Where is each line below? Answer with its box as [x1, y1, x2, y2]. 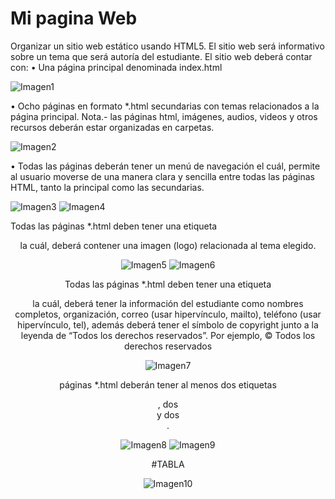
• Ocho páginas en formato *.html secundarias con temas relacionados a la [10, 100, 320, 112]
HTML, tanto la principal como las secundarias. [10, 181, 205, 193]
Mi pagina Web [10, 7, 138, 30]
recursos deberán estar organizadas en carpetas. [10, 121, 215, 133]
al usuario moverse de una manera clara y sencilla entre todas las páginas [10, 170, 315, 182]
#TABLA [151, 458, 185, 470]
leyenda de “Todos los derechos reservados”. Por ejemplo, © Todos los [20, 329, 316, 341]
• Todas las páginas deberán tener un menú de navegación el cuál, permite [10, 160, 321, 172]
